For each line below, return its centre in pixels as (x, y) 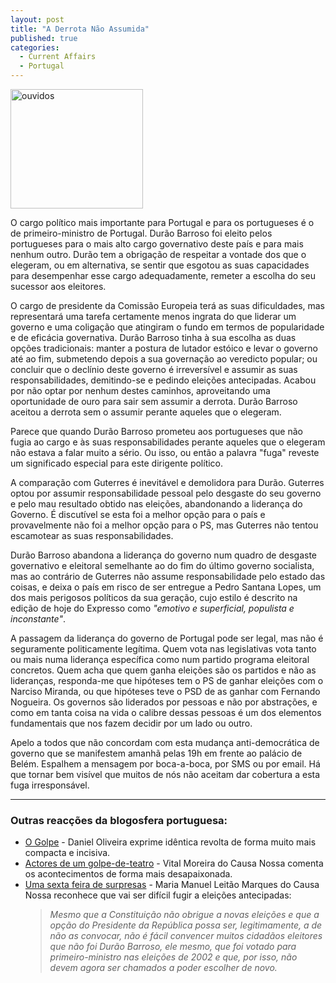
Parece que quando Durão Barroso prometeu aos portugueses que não (156, 431)
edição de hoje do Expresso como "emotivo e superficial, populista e (152, 608)
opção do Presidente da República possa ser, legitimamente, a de (186, 925)
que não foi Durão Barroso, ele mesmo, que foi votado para (173, 947)
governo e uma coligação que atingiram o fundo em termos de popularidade (167, 327)
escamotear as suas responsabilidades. (92, 535)
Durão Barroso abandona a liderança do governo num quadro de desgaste (164, 555)
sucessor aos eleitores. (58, 286)
